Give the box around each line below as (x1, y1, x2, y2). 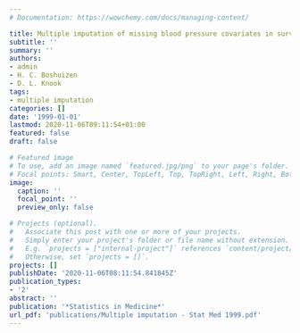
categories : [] (9, 104, 66, 112)
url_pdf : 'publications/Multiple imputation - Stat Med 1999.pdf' (9, 310, 262, 320)
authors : (9, 54, 42, 63)
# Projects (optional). (9, 220, 98, 229)
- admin (9, 62, 38, 71)
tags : (9, 87, 29, 96)
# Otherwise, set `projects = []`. (9, 252, 150, 262)
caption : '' (17, 187, 62, 196)
